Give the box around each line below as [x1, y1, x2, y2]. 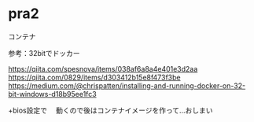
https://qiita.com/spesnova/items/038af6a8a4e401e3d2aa [8, 64, 198, 73]
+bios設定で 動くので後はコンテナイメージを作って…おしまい [8, 105, 214, 115]
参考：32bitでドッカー [8, 48, 80, 57]
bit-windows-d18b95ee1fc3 [8, 89, 97, 98]
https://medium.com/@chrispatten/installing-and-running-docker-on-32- [8, 80, 246, 91]
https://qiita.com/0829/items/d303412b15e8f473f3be [8, 72, 181, 82]
